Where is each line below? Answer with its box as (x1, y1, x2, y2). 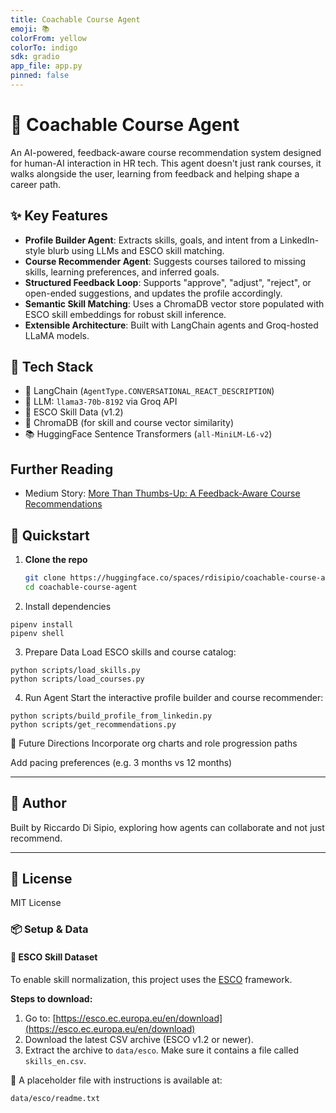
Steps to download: (10, 992, 93, 1005)
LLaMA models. (24, 329, 90, 341)
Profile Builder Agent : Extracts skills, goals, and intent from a (24, 234, 278, 246)
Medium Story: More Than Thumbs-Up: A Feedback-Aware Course (24, 487, 301, 500)
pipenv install (10, 619, 74, 630)
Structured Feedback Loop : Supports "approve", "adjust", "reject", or (24, 276, 312, 288)
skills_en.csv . (24, 1054, 87, 1066)
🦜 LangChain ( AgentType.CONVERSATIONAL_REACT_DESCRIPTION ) (24, 385, 275, 397)
